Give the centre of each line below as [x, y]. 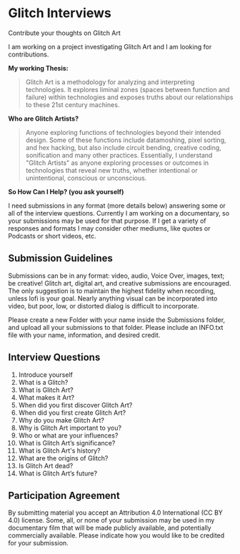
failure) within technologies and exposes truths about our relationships [129, 97]
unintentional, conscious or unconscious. [86, 178]
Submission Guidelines [61, 258]
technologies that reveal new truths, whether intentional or [111, 170]
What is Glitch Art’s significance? [67, 443]
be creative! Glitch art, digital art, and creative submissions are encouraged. [120, 283]
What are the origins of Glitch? [63, 458]
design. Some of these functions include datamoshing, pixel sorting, [126, 140]
